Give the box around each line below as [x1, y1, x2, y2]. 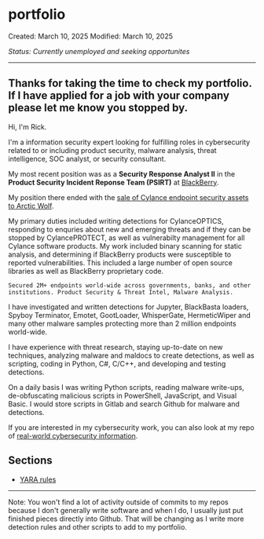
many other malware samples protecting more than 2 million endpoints [8, 319, 237, 328]
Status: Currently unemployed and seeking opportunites [8, 46, 190, 56]
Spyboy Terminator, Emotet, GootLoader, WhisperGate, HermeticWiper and [8, 310, 251, 319]
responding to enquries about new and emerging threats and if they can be [8, 224, 251, 234]
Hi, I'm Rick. [8, 122, 47, 131]
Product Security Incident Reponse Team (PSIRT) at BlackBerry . [8, 177, 219, 187]
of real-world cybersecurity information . [8, 431, 138, 440]
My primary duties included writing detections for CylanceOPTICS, [8, 216, 224, 225]
